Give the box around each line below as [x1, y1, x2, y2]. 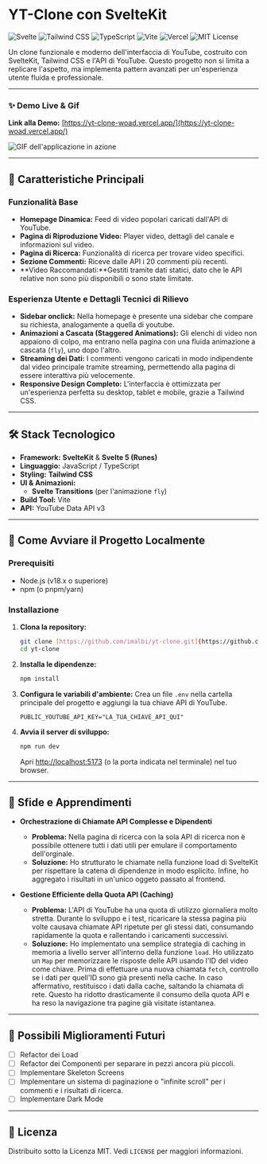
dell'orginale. [31, 849, 75, 858]
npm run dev [19, 742, 60, 750]
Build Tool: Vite [19, 495, 71, 504]
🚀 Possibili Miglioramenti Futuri [8, 1029, 165, 1042]
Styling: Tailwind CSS [19, 469, 93, 479]
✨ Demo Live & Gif [8, 99, 79, 111]
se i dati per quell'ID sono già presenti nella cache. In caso [31, 973, 223, 983]
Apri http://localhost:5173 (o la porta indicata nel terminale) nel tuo [19, 757, 237, 766]
